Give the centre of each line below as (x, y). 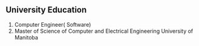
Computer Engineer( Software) (53, 24)
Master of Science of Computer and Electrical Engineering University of (104, 31)
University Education (46, 10)
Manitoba (26, 37)
